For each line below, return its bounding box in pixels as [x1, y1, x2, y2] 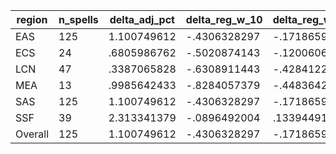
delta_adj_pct [109, 13, 175, 26]
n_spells [58, 13, 99, 26]
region [16, 13, 48, 26]
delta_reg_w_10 [185, 13, 263, 26]
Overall [15, 127, 49, 141]
